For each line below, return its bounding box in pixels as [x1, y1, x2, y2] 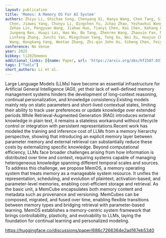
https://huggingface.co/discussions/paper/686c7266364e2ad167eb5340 [5, 228, 155, 233]
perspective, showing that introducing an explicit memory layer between [5, 133, 152, 139]
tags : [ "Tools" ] [5, 62, 39, 67]
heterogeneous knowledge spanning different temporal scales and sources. [5, 160, 160, 166]
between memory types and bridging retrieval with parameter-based [5, 202, 145, 208]
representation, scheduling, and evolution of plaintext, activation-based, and [5, 176, 161, 181]
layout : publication [5, 7, 48, 12]
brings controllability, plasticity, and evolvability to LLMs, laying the [5, 213, 142, 218]
